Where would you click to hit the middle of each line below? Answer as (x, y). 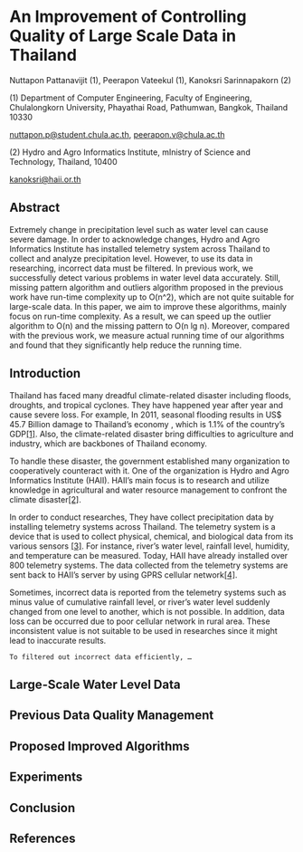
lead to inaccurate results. (58, 640)
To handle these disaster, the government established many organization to (150, 461)
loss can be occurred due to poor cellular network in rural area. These (140, 621)
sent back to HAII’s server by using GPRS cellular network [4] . (123, 574)
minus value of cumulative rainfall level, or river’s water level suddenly (140, 602)
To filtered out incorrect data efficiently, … (101, 657)
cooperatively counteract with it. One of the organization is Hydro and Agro (149, 470)
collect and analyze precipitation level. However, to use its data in (131, 258)
